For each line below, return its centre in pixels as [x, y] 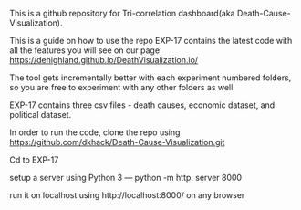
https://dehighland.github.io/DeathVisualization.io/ [104, 60]
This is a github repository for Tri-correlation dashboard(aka [122, 13]
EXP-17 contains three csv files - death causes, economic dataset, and [142, 105]
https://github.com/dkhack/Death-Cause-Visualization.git [117, 142]
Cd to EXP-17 [34, 160]
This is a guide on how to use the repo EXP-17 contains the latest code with [151, 41]
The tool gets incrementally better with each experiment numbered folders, [150, 78]
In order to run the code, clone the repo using [95, 132]
